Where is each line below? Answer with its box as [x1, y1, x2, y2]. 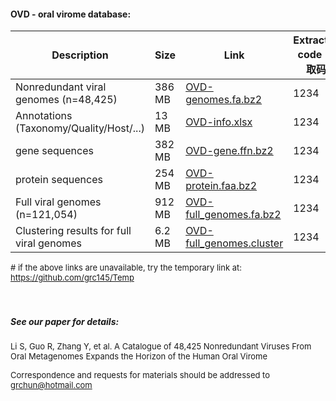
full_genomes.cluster [185, 236, 284, 250]
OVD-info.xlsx [185, 115, 253, 129]
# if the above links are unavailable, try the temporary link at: [10, 262, 242, 274]
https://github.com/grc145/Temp [10, 272, 135, 284]
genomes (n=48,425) [15, 93, 118, 107]
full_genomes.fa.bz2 [185, 208, 282, 222]
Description [51, 48, 109, 62]
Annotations [15, 109, 73, 123]
